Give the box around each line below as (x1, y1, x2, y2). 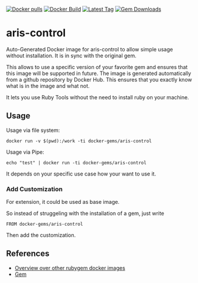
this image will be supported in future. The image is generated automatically (6, 70, 191, 77)
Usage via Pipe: (6, 148, 44, 155)
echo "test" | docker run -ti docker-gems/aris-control (6, 160, 147, 165)
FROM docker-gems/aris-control (6, 222, 83, 227)
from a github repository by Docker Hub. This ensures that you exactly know (6, 76, 192, 83)
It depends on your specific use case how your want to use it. (6, 170, 157, 177)
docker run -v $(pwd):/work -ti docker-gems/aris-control (6, 138, 152, 144)
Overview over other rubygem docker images (14, 264, 125, 271)
